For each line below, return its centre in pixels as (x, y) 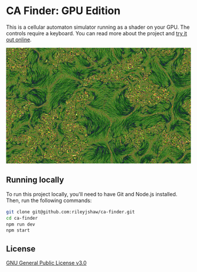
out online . (19, 39)
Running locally (35, 180)
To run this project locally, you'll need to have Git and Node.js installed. (92, 194)
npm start (18, 230)
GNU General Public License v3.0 (46, 263)
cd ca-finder (22, 218)
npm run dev (21, 224)
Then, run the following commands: (49, 200)
